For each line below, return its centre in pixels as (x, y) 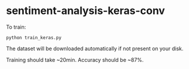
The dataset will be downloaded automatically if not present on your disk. (95, 49)
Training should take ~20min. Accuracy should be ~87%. (75, 60)
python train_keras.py (34, 37)
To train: (16, 27)
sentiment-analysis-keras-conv (86, 11)
